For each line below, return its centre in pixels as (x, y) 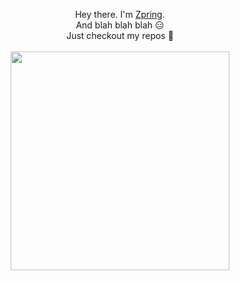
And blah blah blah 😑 (120, 25)
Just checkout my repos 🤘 (120, 35)
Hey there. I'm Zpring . (120, 14)
